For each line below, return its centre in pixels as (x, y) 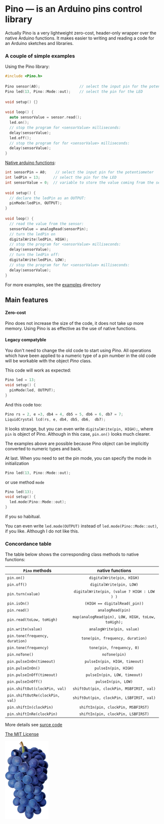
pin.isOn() (18, 603)
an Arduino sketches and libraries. (40, 43)
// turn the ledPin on (32, 234)
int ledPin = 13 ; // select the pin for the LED (61, 178)
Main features (27, 300)
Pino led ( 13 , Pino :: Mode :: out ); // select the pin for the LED (74, 91)
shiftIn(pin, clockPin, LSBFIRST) (114, 714)
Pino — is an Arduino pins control (74, 9)
